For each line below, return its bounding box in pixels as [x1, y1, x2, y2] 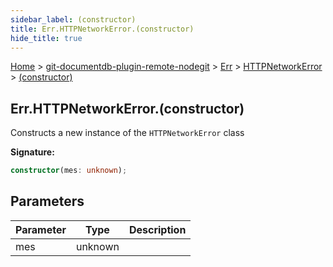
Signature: [10, 146, 55, 158]
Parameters [10, 193, 85, 210]
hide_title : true [10, 33, 83, 43]
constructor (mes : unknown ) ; [10, 166, 128, 176]
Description [128, 222, 187, 236]
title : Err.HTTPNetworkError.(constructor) [10, 24, 195, 34]
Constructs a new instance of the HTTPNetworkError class [10, 127, 245, 139]
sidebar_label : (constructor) [10, 14, 137, 25]
